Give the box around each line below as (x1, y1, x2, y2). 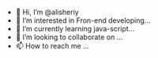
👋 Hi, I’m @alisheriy (15, 8, 79, 16)
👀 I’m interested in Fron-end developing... (15, 16, 151, 25)
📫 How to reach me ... (15, 42, 89, 50)
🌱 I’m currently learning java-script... (15, 24, 135, 33)
